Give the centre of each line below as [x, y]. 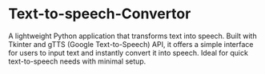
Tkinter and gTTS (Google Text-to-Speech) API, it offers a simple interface [131, 44]
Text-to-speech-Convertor [100, 14]
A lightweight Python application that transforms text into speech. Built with [133, 36]
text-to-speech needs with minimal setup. [77, 61]
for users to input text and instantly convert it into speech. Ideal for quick [128, 53]
